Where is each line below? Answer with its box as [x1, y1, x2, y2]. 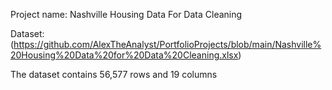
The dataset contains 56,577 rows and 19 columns [10, 69, 218, 80]
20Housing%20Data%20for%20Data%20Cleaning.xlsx [10, 49, 239, 61]
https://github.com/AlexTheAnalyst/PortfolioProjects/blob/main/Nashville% [13, 39, 322, 50]
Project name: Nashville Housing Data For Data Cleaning [10, 9, 243, 20]
